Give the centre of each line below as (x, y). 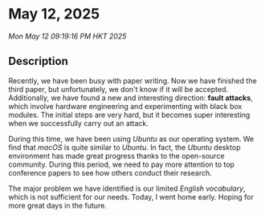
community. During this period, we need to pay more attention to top (122, 164)
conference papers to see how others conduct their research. (110, 172)
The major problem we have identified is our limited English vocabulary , (127, 188)
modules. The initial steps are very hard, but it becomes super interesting (129, 115)
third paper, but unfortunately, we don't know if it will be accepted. (118, 89)
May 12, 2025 (54, 14)
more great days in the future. (57, 205)
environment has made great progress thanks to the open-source (116, 155)
